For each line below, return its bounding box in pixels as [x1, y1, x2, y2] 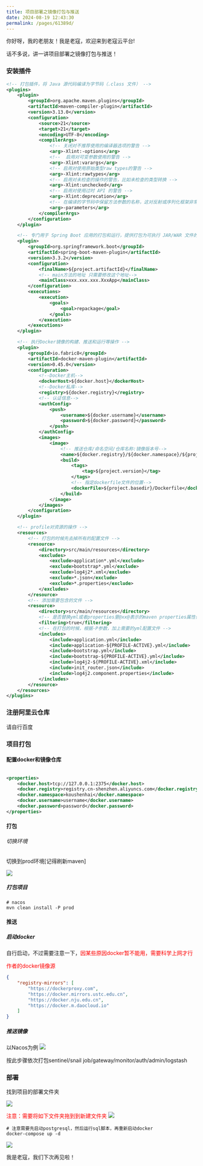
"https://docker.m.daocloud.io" [28, 1002, 110, 1009]
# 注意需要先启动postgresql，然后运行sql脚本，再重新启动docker [6, 1125, 153, 1132]
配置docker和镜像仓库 [6, 756, 62, 763]
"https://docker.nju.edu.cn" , [28, 997, 104, 1003]
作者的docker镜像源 [6, 962, 56, 969]
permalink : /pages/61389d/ [6, 20, 74, 26]
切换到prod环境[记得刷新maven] [6, 857, 86, 865]
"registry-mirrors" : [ [17, 980, 74, 986]
